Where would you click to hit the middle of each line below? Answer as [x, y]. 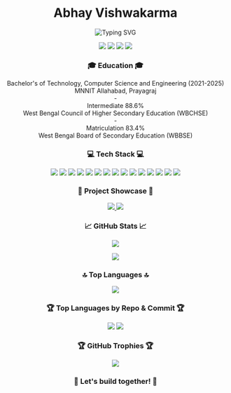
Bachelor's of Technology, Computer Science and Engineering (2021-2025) [115, 84]
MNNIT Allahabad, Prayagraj [115, 91]
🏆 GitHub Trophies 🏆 [115, 345]
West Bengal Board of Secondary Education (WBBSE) [115, 135]
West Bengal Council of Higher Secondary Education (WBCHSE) [115, 113]
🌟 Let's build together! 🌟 [115, 381]
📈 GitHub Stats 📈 [115, 226]
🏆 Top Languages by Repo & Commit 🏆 [115, 308]
